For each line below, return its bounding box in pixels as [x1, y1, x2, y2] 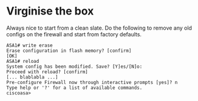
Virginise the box [6, 4, 94, 18]
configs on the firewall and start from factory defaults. [6, 30, 142, 37]
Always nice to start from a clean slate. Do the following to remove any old [6, 24, 193, 31]
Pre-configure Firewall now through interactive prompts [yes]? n [6, 79, 178, 85]
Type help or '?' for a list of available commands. [6, 85, 143, 91]
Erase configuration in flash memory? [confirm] [6, 47, 132, 54]
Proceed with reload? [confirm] [6, 68, 88, 75]
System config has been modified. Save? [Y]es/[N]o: [6, 64, 143, 70]
